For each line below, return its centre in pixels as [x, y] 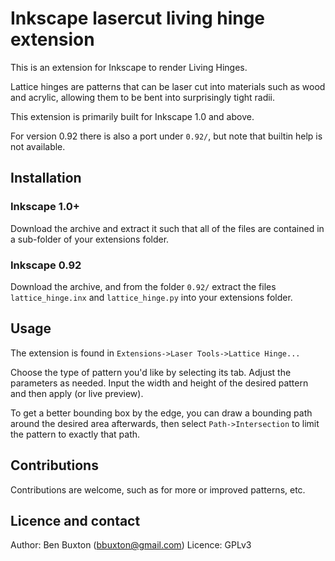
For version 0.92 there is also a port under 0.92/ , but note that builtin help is [166, 136]
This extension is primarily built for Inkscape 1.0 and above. [132, 116]
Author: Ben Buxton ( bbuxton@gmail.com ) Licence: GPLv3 [131, 545]
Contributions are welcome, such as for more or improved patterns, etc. [158, 489]
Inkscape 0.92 [46, 265]
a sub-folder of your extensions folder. [90, 239]
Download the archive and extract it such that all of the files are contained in [167, 228]
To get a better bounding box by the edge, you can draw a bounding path [161, 413]
